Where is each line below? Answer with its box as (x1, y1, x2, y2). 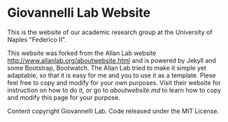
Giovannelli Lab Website (7, 5, 151, 21)
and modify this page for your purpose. (7, 93, 120, 102)
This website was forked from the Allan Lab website (7, 49, 157, 57)
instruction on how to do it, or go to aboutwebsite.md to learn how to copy (7, 86, 222, 94)
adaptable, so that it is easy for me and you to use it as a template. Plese (7, 71, 216, 79)
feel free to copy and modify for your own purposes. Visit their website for (7, 78, 221, 86)
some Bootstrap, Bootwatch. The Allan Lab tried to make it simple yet (7, 63, 206, 72)
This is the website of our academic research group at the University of (7, 28, 213, 36)
